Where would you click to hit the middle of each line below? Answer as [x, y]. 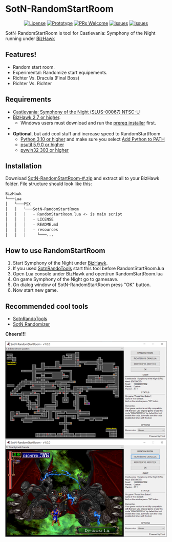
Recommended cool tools [47, 306]
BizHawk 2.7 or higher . [37, 117]
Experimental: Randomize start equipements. [60, 72]
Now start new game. [35, 290]
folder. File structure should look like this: [49, 184]
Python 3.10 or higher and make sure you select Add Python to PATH [92, 139]
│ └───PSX [18, 204]
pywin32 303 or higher [45, 150]
